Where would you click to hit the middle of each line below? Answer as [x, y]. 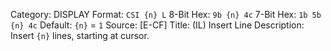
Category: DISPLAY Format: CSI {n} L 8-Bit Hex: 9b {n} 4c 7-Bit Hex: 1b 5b [166, 14]
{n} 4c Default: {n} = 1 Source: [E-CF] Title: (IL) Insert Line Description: [157, 25]
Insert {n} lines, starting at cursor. [80, 35]
